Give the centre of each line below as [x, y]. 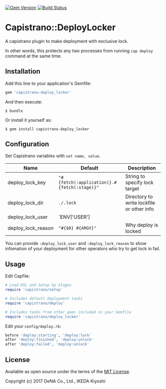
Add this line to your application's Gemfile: [48, 83]
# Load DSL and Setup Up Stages [38, 285]
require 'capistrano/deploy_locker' [43, 317]
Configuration [27, 144]
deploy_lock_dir [26, 203]
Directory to [139, 197]
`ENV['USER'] [74, 217]
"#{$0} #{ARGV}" [78, 228]
